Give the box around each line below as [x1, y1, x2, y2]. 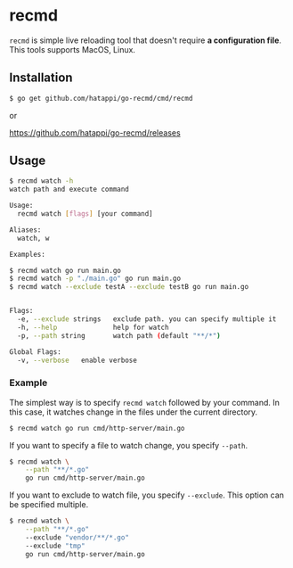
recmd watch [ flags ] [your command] [17, 210, 153, 218]
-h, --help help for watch [17, 323, 169, 332]
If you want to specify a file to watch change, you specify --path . [9, 440, 248, 450]
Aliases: [9, 225, 42, 235]
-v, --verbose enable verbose [17, 356, 138, 365]
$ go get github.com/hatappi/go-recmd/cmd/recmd [9, 94, 193, 103]
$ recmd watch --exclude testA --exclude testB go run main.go [9, 283, 249, 292]
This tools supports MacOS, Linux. [9, 44, 136, 54]
